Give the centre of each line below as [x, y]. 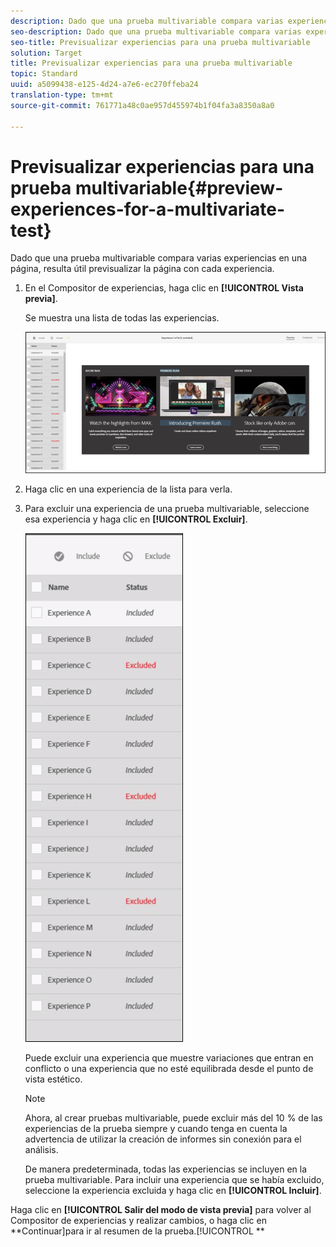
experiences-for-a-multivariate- [148, 209]
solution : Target [46, 53]
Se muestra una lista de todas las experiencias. [122, 318]
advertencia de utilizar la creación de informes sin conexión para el [163, 1139]
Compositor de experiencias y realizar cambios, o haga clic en [138, 1220]
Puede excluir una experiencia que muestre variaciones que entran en [169, 1057]
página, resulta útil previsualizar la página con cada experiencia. [142, 269]
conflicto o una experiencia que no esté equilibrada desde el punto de [169, 1068]
